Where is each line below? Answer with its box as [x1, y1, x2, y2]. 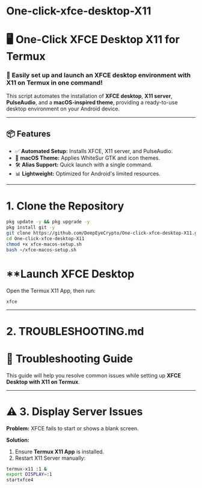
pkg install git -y [6, 224, 55, 230]
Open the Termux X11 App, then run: [6, 287, 96, 294]
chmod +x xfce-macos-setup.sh [6, 241, 82, 247]
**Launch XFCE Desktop [6, 267, 135, 280]
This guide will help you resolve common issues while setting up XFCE [6, 372, 182, 379]
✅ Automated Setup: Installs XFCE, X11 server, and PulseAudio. [14, 148, 173, 155]
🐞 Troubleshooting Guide [6, 352, 133, 366]
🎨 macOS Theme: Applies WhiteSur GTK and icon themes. [14, 154, 161, 161]
